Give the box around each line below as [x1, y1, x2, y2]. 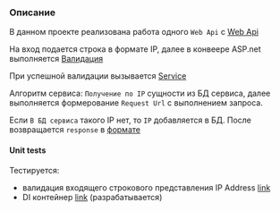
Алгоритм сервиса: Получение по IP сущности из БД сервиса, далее [9, 88, 271, 99]
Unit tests [9, 145, 47, 156]
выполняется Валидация [9, 54, 104, 64]
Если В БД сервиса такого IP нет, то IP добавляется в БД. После [9, 114, 252, 126]
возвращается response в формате [9, 124, 141, 135]
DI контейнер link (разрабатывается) [21, 191, 163, 202]
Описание [9, 6, 56, 19]
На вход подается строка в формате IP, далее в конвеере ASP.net [9, 44, 261, 55]
